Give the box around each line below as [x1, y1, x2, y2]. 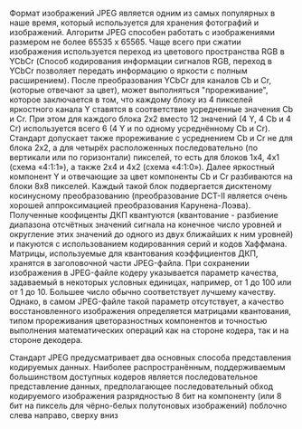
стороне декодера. [9, 335, 83, 345]
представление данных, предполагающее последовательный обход [9, 381, 274, 392]
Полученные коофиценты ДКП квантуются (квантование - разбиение [9, 210, 278, 220]
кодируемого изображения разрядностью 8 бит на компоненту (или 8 [9, 391, 282, 401]
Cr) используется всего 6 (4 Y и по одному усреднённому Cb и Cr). [9, 123, 271, 134]
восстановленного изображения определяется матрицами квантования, [9, 306, 292, 316]
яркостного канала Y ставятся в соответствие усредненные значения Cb [9, 104, 294, 114]
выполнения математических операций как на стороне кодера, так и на [9, 325, 289, 336]
